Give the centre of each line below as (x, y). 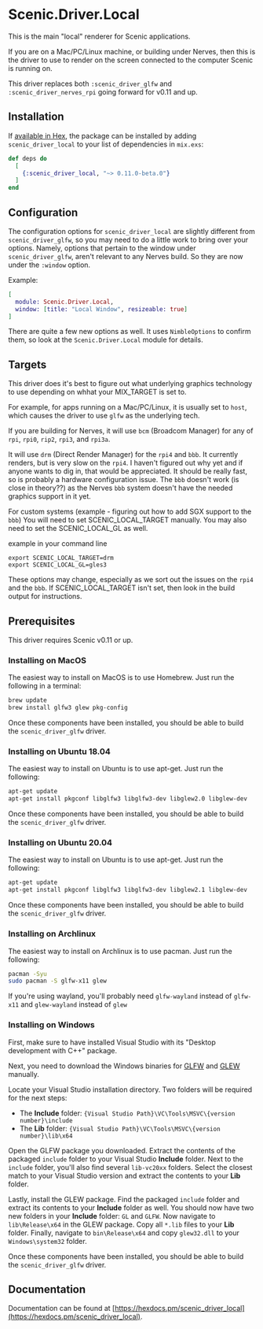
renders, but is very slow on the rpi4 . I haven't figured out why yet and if (126, 463)
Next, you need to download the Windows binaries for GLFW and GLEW (124, 1066)
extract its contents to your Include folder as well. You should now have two (131, 1208)
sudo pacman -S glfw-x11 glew (58, 981)
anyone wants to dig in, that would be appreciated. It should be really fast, (128, 471)
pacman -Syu (27, 974)
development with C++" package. (63, 1050)
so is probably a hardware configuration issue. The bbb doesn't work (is (124, 480)
